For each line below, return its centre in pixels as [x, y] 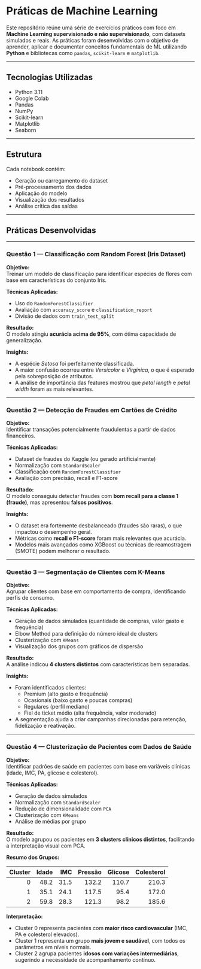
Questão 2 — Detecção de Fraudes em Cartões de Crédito [92, 410]
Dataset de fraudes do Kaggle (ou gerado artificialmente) [85, 458]
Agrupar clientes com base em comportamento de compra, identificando [96, 591]
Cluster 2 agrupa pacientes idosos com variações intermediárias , [97, 953]
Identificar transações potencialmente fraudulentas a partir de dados [91, 429]
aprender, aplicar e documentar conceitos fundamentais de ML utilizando [97, 47]
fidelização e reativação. [45, 726]
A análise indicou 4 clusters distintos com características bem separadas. [98, 664]
